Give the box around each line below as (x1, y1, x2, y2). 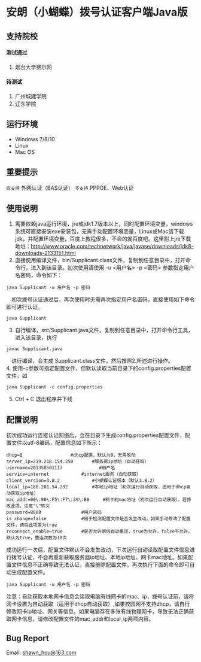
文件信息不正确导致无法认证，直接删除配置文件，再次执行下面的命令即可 (11, 561, 190, 569)
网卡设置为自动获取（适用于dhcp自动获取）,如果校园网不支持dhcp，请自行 (6, 600, 190, 608)
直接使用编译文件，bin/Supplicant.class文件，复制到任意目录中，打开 (14, 257, 186, 264)
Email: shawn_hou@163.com (6, 649, 77, 656)
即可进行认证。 (6, 303, 43, 311)
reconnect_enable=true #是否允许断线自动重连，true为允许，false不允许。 (6, 529, 193, 535)
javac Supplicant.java (6, 346, 63, 352)
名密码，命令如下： (14, 272, 63, 279)
